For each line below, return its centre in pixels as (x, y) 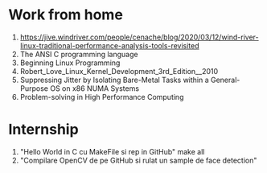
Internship (43, 130)
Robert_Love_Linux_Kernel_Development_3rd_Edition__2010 (119, 71)
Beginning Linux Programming (70, 63)
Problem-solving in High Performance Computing (102, 97)
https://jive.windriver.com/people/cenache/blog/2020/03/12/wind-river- (139, 37)
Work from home (66, 15)
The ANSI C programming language (79, 54)
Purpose (34, 88)
